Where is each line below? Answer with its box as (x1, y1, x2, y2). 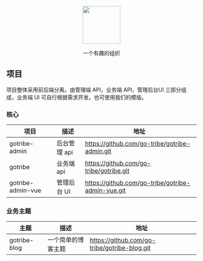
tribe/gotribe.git (85, 167, 130, 175)
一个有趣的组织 (83, 50, 120, 57)
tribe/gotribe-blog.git (89, 243, 151, 252)
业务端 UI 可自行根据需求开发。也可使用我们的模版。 (16, 94, 147, 101)
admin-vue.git (85, 186, 126, 195)
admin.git (85, 147, 112, 155)
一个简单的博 (47, 236, 84, 244)
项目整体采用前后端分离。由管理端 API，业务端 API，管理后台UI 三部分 (6, 86, 181, 93)
